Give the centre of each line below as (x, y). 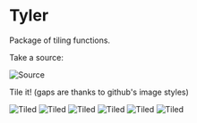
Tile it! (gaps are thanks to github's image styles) (99, 92)
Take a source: (37, 57)
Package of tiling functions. (60, 40)
